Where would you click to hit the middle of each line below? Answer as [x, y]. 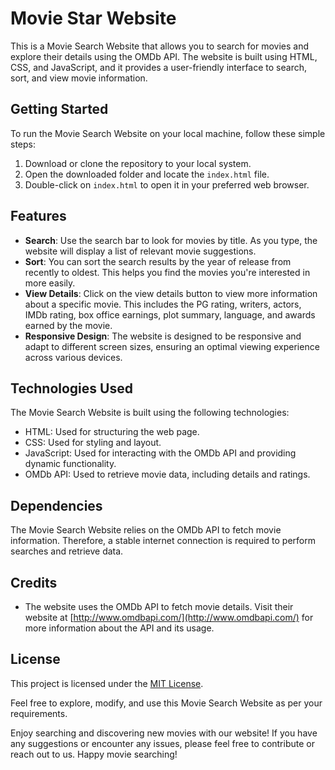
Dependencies [56, 505]
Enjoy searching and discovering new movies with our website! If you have [164, 733]
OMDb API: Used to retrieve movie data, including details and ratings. [167, 474]
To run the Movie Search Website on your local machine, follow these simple [168, 133]
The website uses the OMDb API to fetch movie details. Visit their [159, 606]
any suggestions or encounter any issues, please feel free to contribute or [162, 743]
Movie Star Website [93, 18]
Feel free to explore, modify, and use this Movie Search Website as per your [166, 703]
